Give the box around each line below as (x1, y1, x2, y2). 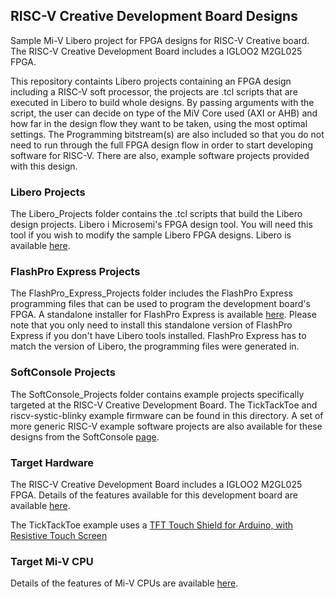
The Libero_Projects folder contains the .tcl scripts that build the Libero (10, 208, 303, 220)
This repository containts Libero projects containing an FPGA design (10, 75, 292, 87)
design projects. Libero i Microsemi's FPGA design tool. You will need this (10, 219, 313, 231)
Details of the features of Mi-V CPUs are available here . (10, 577, 239, 589)
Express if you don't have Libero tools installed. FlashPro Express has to (10, 330, 307, 342)
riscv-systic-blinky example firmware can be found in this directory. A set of (10, 409, 324, 421)
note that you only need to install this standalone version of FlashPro (10, 319, 293, 331)
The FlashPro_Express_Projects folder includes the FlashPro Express (10, 287, 293, 299)
